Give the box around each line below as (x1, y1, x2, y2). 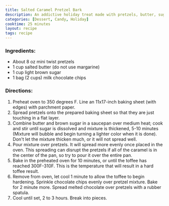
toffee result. (12, 168, 39, 174)
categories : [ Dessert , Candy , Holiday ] (5, 17, 89, 22)
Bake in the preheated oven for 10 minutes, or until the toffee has (12, 157, 147, 163)
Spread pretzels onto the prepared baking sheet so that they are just (12, 109, 154, 116)
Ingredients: (5, 47, 36, 54)
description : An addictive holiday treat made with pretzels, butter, (5, 12, 156, 17)
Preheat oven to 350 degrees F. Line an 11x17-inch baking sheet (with (12, 98, 156, 105)
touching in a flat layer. (12, 115, 60, 121)
